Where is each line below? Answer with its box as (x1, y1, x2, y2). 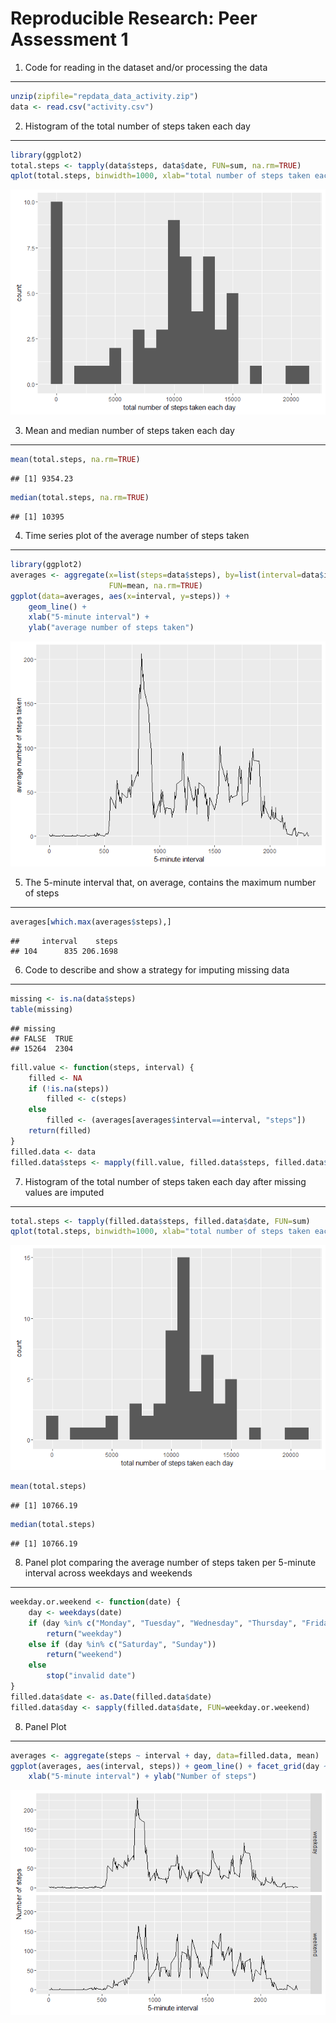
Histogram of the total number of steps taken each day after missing (24, 1175, 307, 1187)
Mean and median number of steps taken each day (24, 425, 235, 437)
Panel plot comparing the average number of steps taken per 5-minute (24, 1557, 317, 1569)
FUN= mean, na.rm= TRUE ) (108, 580, 203, 591)
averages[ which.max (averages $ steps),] (10, 917, 172, 927)
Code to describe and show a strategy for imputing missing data (24, 964, 290, 976)
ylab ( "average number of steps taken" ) (28, 623, 195, 633)
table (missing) (10, 1004, 74, 1014)
